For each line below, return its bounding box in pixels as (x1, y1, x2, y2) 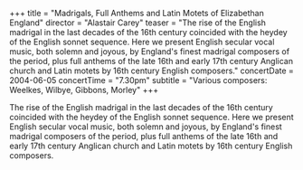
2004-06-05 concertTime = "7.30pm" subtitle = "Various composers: (9, 75, 268, 85)
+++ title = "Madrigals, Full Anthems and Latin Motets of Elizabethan (9, 8, 264, 18)
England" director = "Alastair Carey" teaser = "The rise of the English (9, 17, 267, 28)
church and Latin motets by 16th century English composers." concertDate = (9, 65, 294, 76)
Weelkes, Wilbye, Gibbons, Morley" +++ (9, 85, 159, 95)
